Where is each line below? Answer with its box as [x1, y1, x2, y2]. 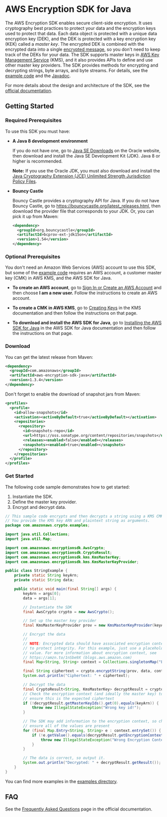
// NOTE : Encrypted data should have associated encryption [23, 641, 150, 646]
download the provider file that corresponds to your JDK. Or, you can [12, 208, 154, 214]
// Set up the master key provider [23, 618, 97, 623]
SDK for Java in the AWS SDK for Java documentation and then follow [12, 325, 156, 331]
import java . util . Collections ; [5, 532, 70, 537]
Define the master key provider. [12, 498, 77, 505]
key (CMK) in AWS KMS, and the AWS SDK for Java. [5, 275, 112, 281]
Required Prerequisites [5, 117, 62, 124]
